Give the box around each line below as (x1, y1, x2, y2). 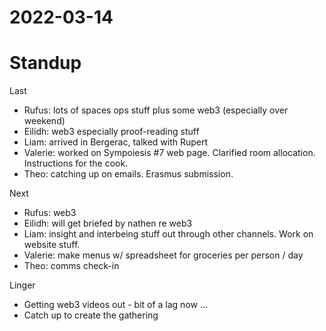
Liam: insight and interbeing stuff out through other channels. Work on (23, 228, 314, 240)
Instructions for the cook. (23, 157, 129, 170)
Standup (9, 52, 82, 75)
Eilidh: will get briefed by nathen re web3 (23, 217, 193, 230)
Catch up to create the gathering (23, 309, 159, 321)
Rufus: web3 (23, 207, 77, 219)
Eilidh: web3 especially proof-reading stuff (23, 126, 200, 138)
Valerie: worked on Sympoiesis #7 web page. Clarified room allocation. (23, 147, 316, 159)
